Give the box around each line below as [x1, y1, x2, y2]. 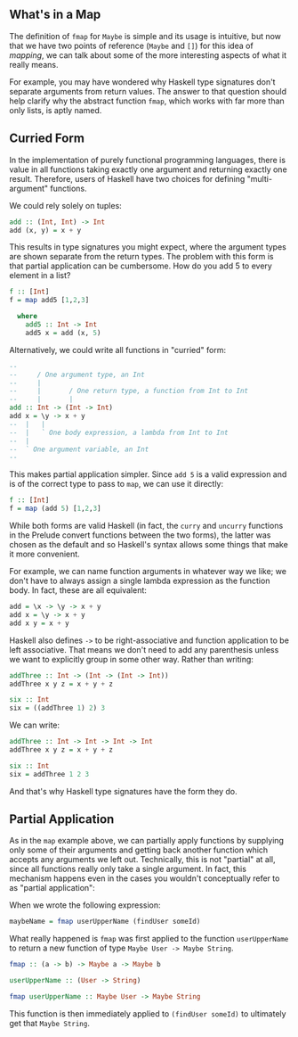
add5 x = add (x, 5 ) [25, 328, 101, 337]
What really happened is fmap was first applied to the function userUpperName [9, 934, 289, 944]
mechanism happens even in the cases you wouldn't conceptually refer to [9, 873, 280, 884]
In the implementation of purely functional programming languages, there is [9, 154, 286, 165]
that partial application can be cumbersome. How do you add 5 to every [9, 260, 273, 271]
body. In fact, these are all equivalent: [9, 585, 147, 596]
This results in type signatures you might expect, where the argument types [9, 242, 286, 252]
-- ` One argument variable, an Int [9, 445, 149, 454]
